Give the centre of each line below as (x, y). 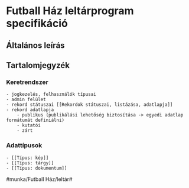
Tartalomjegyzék (38, 65)
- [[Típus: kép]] (27, 158)
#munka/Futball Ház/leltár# (39, 179)
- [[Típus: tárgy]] (30, 163)
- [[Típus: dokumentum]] (37, 168)
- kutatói (29, 125)
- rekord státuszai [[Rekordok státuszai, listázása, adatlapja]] (89, 105)
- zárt (25, 131)
